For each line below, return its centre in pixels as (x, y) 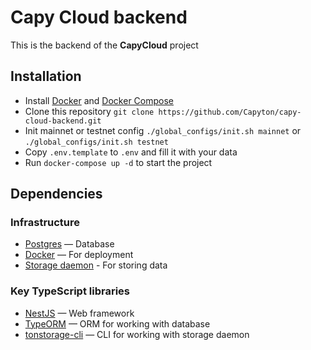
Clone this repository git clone (89, 111)
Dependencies (56, 194)
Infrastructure (45, 223)
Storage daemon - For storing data (96, 265)
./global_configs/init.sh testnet (96, 142)
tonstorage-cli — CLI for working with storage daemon (137, 334)
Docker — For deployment (79, 255)
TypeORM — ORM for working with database (117, 323)
